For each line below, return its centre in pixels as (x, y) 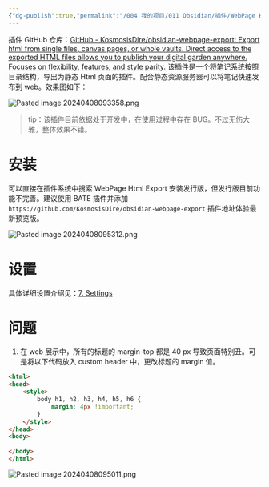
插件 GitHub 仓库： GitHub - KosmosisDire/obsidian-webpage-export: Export (134, 39)
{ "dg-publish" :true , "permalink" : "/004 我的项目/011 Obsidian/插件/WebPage (132, 16)
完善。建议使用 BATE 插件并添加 (75, 198)
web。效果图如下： (56, 87)
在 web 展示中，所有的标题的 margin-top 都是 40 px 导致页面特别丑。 (134, 352)
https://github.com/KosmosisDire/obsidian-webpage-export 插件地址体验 (129, 208)
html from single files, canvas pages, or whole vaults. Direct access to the (130, 48)
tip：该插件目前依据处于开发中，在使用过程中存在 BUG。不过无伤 (135, 119)
